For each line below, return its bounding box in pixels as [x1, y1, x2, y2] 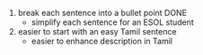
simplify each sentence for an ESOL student [31, 17, 195, 27]
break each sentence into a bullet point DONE [17, 8, 187, 18]
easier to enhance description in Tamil [31, 35, 173, 46]
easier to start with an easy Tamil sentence [17, 27, 177, 36]
